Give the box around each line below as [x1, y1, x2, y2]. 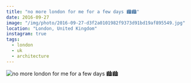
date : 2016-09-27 [6, 14, 50, 20]
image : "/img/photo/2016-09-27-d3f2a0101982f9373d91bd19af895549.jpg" [6, 20, 186, 26]
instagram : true [6, 31, 47, 37]
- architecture [11, 53, 50, 59]
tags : [6, 36, 20, 42]
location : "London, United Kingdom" [6, 25, 97, 32]
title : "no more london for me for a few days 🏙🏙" [6, 8, 140, 15]
